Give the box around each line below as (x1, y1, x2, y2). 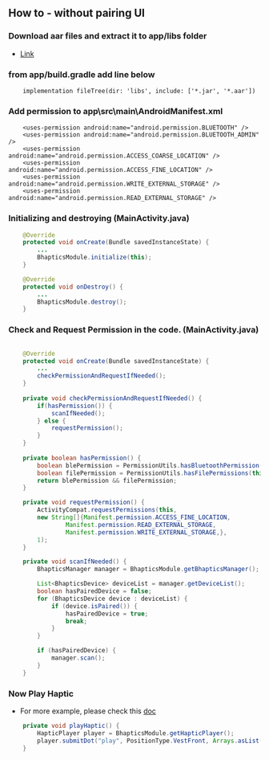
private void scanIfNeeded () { (22, 558, 127, 566)
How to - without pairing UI (8, 6, 146, 20)
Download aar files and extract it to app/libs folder (8, 31, 207, 42)
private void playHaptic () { (22, 721, 120, 729)
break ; (65, 617, 88, 625)
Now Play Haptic (8, 688, 74, 699)
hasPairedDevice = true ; (65, 610, 149, 618)
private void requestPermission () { (22, 498, 146, 507)
